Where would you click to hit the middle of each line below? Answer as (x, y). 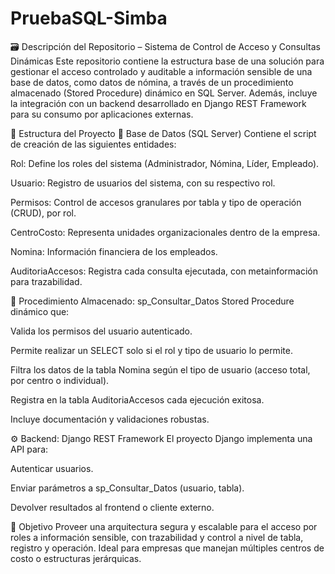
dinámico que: (40, 311)
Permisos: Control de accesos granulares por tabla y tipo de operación (156, 202)
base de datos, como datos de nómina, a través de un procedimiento (152, 82)
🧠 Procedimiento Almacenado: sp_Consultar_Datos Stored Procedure (152, 301)
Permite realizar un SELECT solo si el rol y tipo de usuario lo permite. (151, 350)
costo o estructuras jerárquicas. (76, 558)
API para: (29, 449)
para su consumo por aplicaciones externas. (102, 114)
